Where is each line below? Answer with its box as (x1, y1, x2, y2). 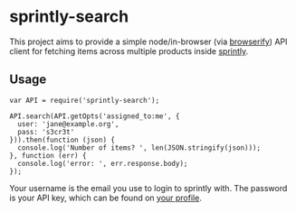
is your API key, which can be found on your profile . (9, 192, 202, 203)
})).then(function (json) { (9, 135, 116, 144)
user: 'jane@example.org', (17, 119, 119, 128)
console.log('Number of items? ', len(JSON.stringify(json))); (17, 143, 261, 152)
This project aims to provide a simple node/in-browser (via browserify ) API (9, 36, 288, 47)
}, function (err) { (9, 151, 88, 160)
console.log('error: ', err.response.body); (17, 159, 188, 168)
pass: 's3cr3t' (17, 127, 75, 136)
